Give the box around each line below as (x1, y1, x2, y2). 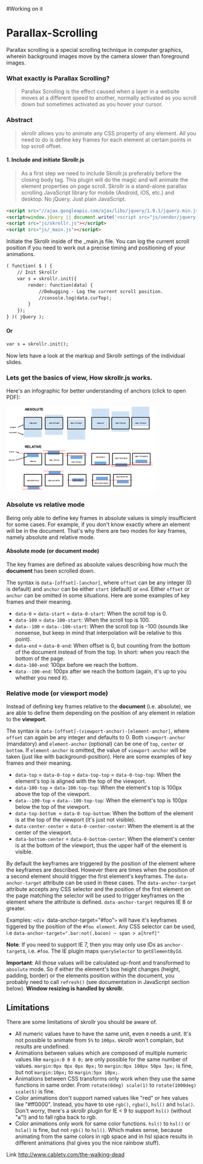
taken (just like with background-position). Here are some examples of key (6, 753, 192, 760)
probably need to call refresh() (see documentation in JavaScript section (6, 979, 190, 986)
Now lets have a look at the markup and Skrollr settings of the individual (6, 352, 185, 359)
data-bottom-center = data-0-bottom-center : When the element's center (14, 835, 195, 843)
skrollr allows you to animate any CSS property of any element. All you (21, 129, 196, 137)
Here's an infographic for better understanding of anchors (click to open (6, 387, 186, 394)
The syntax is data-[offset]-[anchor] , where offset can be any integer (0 (6, 579, 192, 586)
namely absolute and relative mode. (6, 533, 95, 541)
